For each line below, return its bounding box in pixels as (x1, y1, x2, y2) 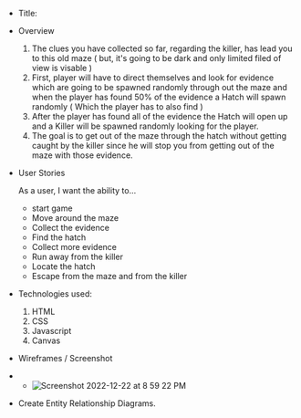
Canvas (31, 335, 61, 346)
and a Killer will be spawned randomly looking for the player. (31, 120, 259, 131)
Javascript (31, 326, 72, 336)
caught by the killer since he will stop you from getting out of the (31, 141, 275, 151)
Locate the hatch (31, 261, 96, 272)
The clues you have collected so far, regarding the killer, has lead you (31, 43, 293, 54)
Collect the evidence (31, 223, 109, 233)
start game (31, 203, 73, 214)
